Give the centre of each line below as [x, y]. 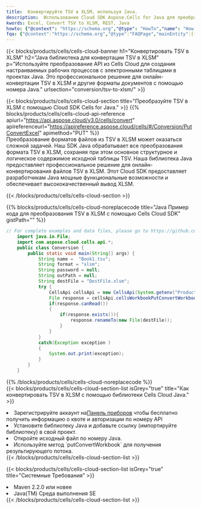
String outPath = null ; [68, 276]
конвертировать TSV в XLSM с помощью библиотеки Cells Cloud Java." [98, 394]
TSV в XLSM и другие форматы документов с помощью [112, 83]
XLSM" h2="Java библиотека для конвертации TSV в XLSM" [83, 58]
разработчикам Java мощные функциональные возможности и [87, 178]
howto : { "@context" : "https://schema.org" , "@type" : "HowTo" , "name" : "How [100, 29]
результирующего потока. [39, 451]
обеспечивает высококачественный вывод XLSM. [70, 184]
